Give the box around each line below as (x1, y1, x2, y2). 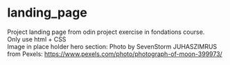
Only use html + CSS (7, 35, 67, 43)
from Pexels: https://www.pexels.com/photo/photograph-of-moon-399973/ (7, 50, 223, 58)
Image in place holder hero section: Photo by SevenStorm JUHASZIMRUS (7, 42, 218, 50)
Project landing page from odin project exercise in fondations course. (7, 28, 205, 36)
